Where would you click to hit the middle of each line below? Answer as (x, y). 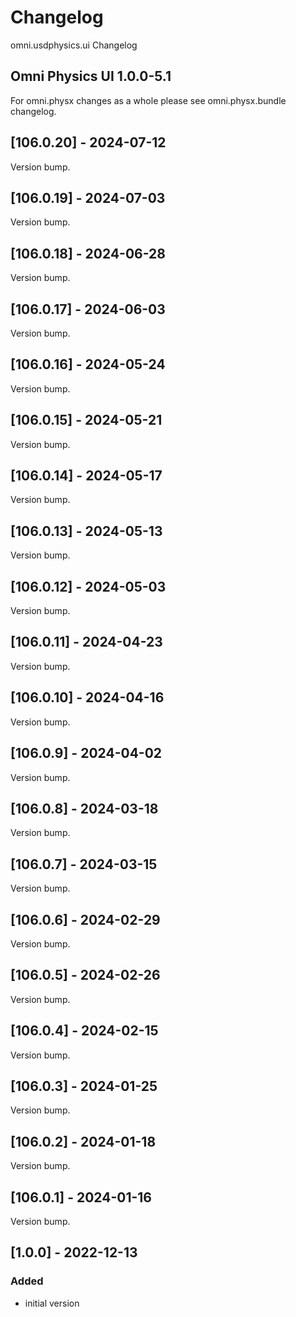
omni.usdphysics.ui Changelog (74, 45)
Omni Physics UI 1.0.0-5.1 (91, 76)
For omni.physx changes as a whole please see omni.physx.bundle (148, 100)
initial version (52, 1303)
